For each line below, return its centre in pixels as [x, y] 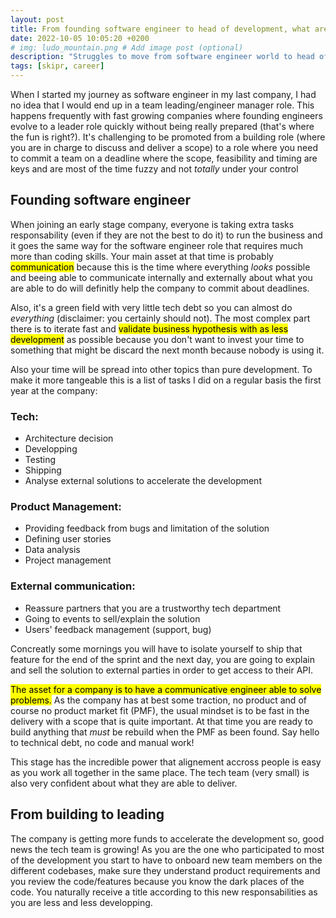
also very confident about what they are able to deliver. [124, 783]
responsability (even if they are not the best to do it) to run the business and [166, 235]
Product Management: [66, 507]
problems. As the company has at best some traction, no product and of [158, 700]
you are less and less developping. [81, 902]
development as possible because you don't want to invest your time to [157, 339]
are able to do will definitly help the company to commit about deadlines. [160, 288]
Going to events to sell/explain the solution [112, 618]
